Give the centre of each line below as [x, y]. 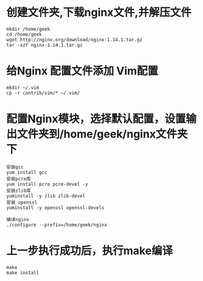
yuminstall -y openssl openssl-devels [55, 207]
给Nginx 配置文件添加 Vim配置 [82, 71]
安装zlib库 [19, 190]
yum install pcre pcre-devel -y [47, 184]
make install [23, 272]
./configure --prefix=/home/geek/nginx [57, 225]
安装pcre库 [19, 179]
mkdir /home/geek [28, 29]
